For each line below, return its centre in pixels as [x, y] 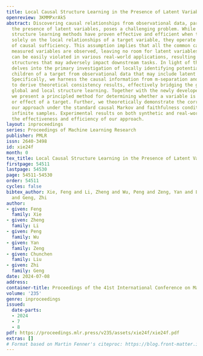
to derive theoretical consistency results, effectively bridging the [102, 85]
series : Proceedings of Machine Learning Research [71, 130]
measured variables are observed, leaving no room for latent [92, 51]
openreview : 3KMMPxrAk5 [36, 18]
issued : [16, 305]
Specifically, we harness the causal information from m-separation [100, 79]
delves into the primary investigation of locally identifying [93, 68]
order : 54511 [23, 181]
